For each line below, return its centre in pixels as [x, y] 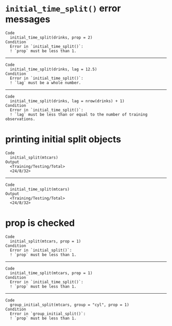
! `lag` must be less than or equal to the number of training [79, 114]
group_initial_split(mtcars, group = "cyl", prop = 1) [70, 305]
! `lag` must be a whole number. [46, 83]
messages [28, 19]
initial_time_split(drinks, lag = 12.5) [53, 69]
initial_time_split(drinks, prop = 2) [51, 37]
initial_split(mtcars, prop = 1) [46, 241]
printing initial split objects [63, 139]
